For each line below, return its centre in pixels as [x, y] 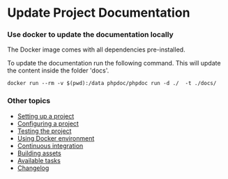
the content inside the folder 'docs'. [58, 70]
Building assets [39, 153]
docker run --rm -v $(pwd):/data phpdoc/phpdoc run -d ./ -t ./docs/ [112, 84]
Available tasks [39, 160]
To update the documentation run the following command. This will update [114, 63]
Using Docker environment [56, 138]
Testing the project [44, 131]
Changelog [33, 168]
